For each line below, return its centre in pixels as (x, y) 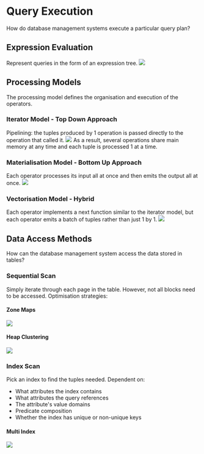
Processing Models (44, 82)
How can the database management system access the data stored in (94, 254)
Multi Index (21, 431)
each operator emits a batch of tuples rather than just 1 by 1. (82, 219)
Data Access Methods (49, 239)
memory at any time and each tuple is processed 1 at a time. (82, 146)
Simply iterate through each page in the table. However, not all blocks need (101, 289)
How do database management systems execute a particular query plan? (98, 28)
